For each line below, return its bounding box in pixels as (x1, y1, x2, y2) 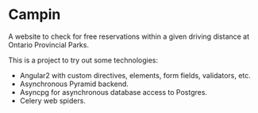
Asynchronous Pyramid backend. (19, 79, 129, 89)
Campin (8, 6, 61, 24)
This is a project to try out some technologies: (8, 55, 159, 65)
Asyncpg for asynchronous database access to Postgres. (19, 87, 208, 96)
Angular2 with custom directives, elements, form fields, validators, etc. (19, 70, 252, 80)
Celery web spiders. (19, 96, 86, 105)
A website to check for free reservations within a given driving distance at (8, 32, 250, 41)
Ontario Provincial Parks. (8, 40, 90, 49)
